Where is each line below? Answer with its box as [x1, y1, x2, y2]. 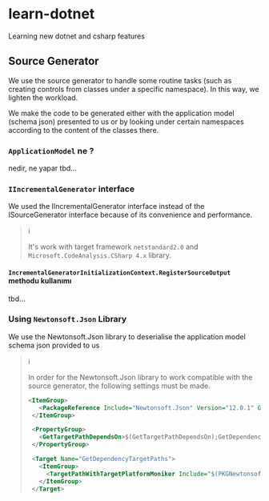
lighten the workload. [8, 93, 78, 102]
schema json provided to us [8, 340, 100, 350]
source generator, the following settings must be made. [27, 381, 211, 391]
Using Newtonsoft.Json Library [8, 314, 127, 325]
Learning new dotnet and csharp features [8, 31, 146, 41]
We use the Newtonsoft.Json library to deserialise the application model [8, 331, 246, 341]
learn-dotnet [8, 5, 95, 23]
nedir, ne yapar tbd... [8, 163, 78, 173]
